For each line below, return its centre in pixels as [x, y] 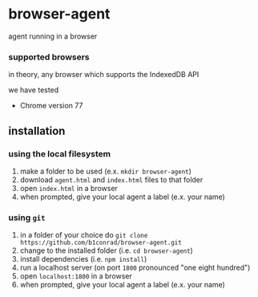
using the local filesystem [60, 153]
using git [27, 218]
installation [37, 130]
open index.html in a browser [69, 188]
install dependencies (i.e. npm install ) [83, 259]
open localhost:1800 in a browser [76, 276]
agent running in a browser [53, 36]
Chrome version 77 [51, 106]
